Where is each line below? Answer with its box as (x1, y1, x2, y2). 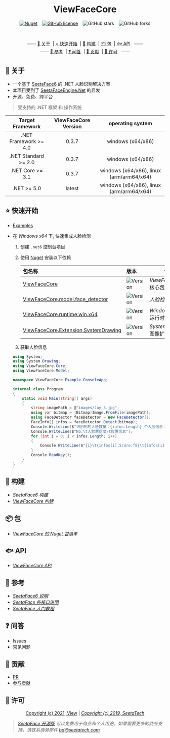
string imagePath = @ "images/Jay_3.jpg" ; (31, 405, 120, 411)
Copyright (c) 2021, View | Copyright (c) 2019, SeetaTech (25, 710, 145, 716)
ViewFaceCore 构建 (12, 498, 54, 504)
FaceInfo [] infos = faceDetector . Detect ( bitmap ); (31, 420, 138, 425)
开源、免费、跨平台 (12, 93, 53, 99)
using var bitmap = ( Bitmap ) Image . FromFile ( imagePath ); (31, 410, 151, 415)
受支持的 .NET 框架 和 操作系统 (17, 104, 82, 110)
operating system (108, 120, 153, 127)
